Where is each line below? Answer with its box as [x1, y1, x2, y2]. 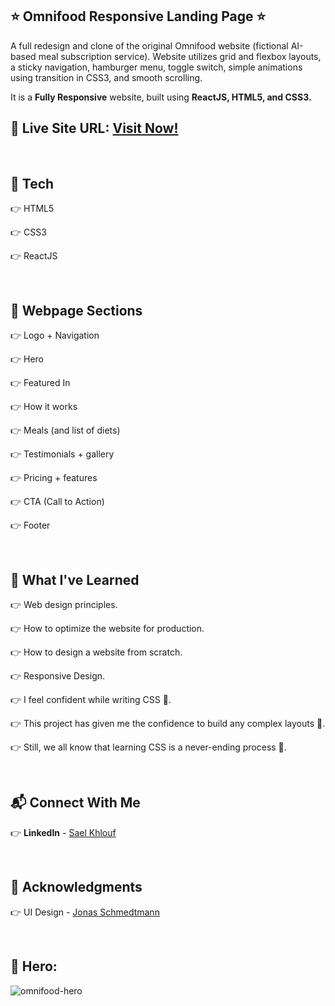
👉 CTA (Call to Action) [10, 496, 105, 508]
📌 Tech [10, 176, 55, 193]
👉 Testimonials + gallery [10, 448, 115, 460]
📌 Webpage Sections [10, 302, 143, 319]
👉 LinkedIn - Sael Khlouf [10, 826, 117, 838]
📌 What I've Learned [10, 571, 140, 588]
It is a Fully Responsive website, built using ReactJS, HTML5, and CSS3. [10, 91, 312, 103]
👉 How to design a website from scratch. [10, 646, 183, 658]
